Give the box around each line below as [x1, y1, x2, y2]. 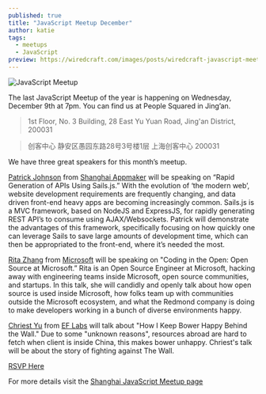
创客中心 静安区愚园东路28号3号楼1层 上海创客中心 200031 [27, 141, 220, 150]
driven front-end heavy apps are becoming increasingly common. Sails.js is [8, 197, 255, 206]
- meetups [15, 41, 47, 49]
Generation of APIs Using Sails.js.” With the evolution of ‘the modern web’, [8, 180, 250, 190]
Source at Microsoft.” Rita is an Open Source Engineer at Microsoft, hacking [8, 263, 256, 273]
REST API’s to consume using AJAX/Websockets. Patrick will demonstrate [8, 214, 249, 224]
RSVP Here [8, 361, 45, 370]
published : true [8, 11, 62, 20]
